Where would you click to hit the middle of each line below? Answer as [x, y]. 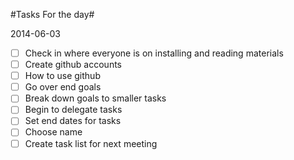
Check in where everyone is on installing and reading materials [154, 53]
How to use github [62, 76]
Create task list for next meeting [91, 143]
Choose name [53, 132]
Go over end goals [63, 87]
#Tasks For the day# [52, 14]
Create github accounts [73, 65]
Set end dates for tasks [73, 121]
